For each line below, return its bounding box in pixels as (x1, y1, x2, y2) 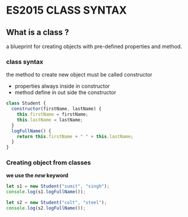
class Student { (6, 100, 46, 107)
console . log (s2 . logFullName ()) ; (6, 205, 86, 211)
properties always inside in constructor (14, 82, 111, 90)
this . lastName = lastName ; (17, 117, 83, 123)
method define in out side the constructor (14, 89, 116, 96)
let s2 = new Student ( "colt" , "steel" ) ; (6, 200, 108, 206)
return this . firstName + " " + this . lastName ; (17, 133, 134, 139)
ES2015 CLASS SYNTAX (6, 4, 127, 17)
